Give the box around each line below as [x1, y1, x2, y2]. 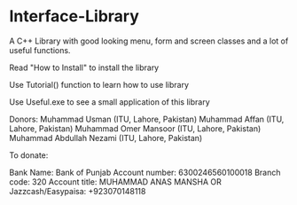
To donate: [9, 149, 49, 161]
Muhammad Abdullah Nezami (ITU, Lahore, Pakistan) [9, 132, 203, 143]
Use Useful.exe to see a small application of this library [9, 96, 210, 107]
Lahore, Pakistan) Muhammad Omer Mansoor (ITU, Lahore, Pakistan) [9, 122, 262, 134]
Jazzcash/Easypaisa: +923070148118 [9, 185, 146, 196]
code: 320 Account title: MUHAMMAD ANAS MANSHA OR [9, 176, 222, 187]
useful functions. [9, 44, 71, 55]
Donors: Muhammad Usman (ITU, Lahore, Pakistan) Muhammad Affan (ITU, [9, 114, 285, 124]
